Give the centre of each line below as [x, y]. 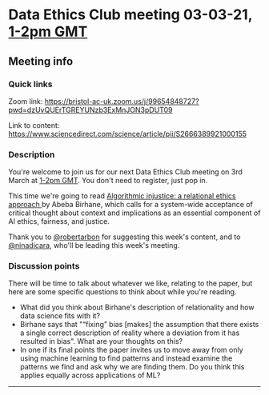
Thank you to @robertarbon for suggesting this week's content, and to [124, 237]
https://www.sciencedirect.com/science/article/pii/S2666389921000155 [127, 134]
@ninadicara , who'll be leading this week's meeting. [94, 245]
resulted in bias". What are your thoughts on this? [101, 341]
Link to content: [34, 125]
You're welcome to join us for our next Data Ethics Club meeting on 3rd [125, 172]
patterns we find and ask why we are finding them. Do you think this [132, 367]
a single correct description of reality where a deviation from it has [130, 333]
